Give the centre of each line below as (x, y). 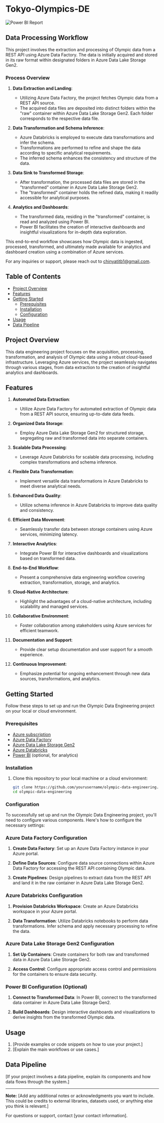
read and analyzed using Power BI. (55, 222)
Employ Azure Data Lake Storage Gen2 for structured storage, (82, 433)
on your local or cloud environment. (41, 711)
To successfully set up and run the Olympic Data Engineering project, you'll (81, 814)
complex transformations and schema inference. (68, 462)
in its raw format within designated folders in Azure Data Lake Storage (76, 60)
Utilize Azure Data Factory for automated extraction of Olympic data (88, 409)
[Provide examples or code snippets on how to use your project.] (78, 1044)
